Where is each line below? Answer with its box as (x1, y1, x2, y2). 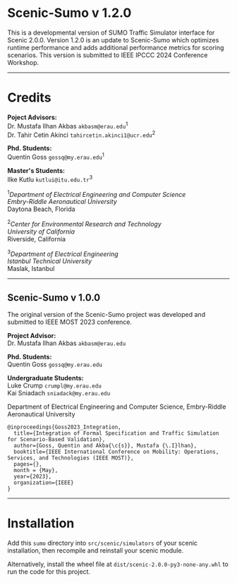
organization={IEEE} (13, 479, 74, 486)
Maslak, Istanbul (7, 265, 55, 273)
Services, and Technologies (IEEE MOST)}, (7, 455, 134, 462)
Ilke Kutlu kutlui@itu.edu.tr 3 (7, 174, 93, 184)
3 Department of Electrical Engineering (7, 248, 119, 258)
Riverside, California (7, 234, 66, 243)
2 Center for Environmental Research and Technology (7, 219, 162, 228)
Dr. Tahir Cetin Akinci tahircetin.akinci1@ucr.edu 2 (7, 129, 156, 139)
